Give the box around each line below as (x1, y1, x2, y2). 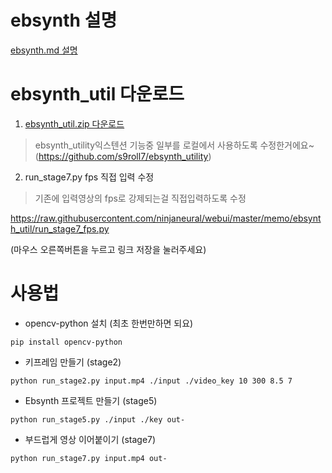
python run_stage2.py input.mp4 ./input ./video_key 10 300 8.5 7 (10, 376, 293, 386)
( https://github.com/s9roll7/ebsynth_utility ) (34, 150, 212, 162)
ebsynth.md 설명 (10, 44, 78, 56)
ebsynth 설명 (10, 9, 118, 32)
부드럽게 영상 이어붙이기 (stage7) (24, 433, 157, 445)
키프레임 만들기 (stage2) (24, 356, 122, 368)
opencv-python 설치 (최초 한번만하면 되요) (24, 317, 194, 329)
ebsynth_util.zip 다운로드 (24, 117, 125, 130)
